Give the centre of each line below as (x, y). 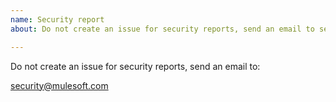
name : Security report (57, 19)
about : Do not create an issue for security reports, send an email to (162, 29)
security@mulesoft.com (59, 85)
